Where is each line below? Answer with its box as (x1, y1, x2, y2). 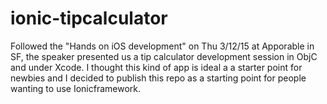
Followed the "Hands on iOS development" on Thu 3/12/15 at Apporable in (10, 40, 315, 52)
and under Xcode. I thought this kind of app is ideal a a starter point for (10, 61, 303, 73)
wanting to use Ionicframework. (10, 82, 142, 94)
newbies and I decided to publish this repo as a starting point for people (10, 72, 307, 84)
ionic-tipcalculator (10, 7, 168, 30)
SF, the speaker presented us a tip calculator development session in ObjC (10, 50, 318, 62)
